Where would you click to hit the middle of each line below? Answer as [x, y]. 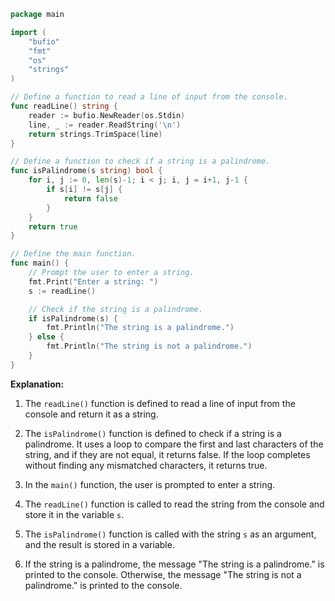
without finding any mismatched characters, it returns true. [146, 465]
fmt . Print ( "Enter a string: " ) [93, 281]
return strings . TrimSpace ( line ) [95, 134]
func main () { [40, 263]
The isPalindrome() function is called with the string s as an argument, [170, 534]
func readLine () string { [64, 106]
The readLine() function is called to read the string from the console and [174, 504]
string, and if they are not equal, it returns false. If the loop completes [167, 454]
